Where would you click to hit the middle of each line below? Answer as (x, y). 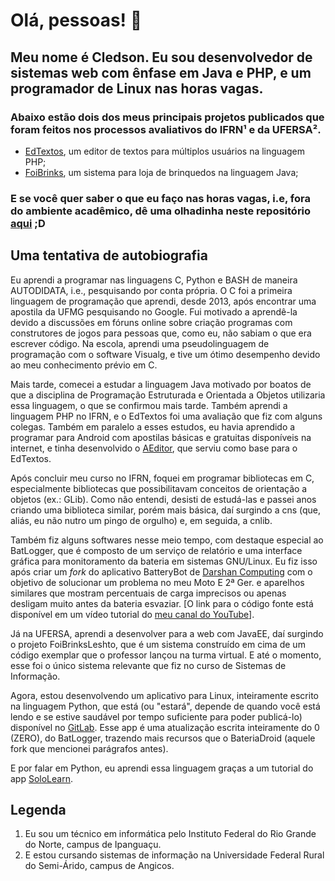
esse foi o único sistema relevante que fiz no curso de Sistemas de (148, 665)
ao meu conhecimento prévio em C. (84, 365)
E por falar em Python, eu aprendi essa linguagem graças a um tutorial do (162, 768)
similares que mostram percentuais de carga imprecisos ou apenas (148, 593)
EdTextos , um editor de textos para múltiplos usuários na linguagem (165, 151)
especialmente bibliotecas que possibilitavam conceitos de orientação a (159, 488)
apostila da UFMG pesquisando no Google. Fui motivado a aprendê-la (154, 311)
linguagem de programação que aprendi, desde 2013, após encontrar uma (163, 301)
